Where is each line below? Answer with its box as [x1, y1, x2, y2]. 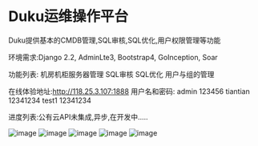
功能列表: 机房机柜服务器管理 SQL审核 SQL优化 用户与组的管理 [8, 69, 215, 79]
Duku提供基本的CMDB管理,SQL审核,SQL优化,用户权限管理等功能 [8, 35, 221, 45]
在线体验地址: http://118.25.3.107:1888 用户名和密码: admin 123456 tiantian [8, 86, 250, 96]
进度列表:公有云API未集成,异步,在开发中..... [8, 112, 148, 121]
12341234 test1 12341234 [8, 95, 92, 105]
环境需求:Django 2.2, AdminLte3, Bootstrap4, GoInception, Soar [8, 52, 218, 62]
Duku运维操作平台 [8, 7, 129, 26]
